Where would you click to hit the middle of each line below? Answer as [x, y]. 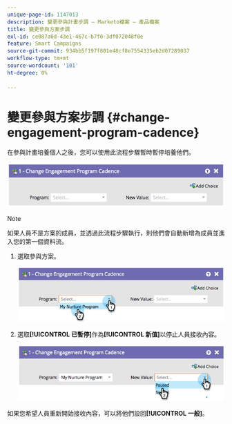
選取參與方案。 [38, 256]
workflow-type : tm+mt [38, 59]
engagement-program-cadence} [104, 132]
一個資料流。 [49, 241]
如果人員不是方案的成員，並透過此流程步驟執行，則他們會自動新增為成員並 [113, 233]
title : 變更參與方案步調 [39, 29]
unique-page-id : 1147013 [43, 15]
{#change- [138, 117]
